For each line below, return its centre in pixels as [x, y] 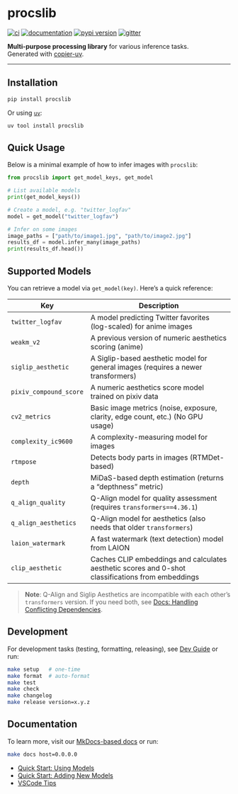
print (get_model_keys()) [44, 197]
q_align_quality [38, 503]
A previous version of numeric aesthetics [158, 338]
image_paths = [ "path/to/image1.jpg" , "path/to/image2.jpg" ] [100, 236]
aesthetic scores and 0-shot [138, 568]
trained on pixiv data [124, 396]
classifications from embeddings [145, 577]
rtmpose [24, 462]
